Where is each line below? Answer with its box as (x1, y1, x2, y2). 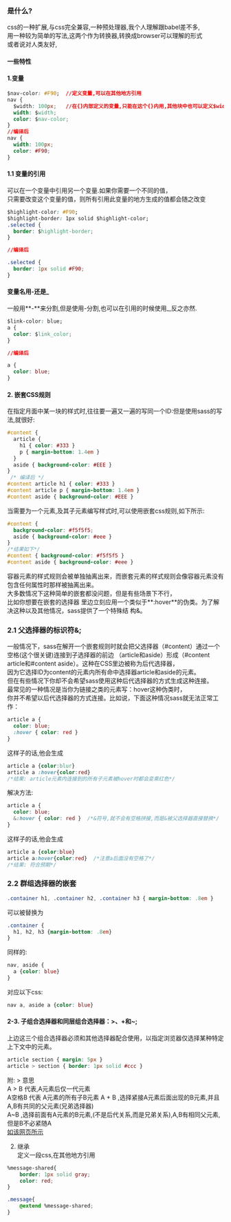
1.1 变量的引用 (7, 170, 46, 178)
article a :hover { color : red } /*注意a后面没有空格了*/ (7, 855, 155, 861)
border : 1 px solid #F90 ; (13, 266, 85, 272)
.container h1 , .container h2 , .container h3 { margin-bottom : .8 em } (7, 894, 214, 902)
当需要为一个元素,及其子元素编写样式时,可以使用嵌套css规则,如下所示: (7, 506, 205, 515)
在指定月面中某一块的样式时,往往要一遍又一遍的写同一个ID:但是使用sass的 (7, 407, 217, 416)
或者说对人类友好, (7, 40, 58, 49)
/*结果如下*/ (7, 546, 41, 553)
